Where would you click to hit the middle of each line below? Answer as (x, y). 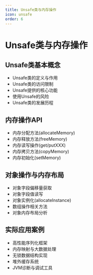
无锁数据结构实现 (30, 255)
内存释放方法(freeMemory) (40, 139)
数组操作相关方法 (30, 206)
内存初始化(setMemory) (37, 158)
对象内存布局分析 (30, 213)
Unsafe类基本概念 (33, 65)
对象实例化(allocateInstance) (42, 200)
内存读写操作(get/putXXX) (39, 145)
